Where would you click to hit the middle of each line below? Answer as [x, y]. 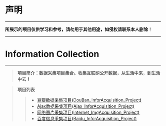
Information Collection [52, 54]
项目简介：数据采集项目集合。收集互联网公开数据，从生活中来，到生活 [89, 73]
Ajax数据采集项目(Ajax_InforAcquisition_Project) [86, 106]
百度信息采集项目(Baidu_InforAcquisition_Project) [87, 118]
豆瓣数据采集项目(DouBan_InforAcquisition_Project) [89, 100]
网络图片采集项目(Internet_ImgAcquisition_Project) [88, 112]
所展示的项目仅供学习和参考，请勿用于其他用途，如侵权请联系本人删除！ [79, 29]
